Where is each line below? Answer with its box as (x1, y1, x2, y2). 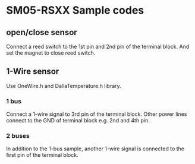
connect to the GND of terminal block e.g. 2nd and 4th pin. (6, 117, 150, 124)
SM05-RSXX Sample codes (6, 4, 144, 17)
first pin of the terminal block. (6, 152, 78, 159)
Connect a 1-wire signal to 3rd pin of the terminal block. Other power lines (6, 111, 187, 118)
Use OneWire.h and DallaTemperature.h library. (6, 82, 122, 89)
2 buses (6, 132, 30, 140)
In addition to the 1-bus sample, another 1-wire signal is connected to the (6, 145, 185, 152)
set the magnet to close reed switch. (6, 49, 96, 56)
